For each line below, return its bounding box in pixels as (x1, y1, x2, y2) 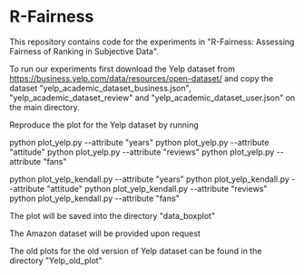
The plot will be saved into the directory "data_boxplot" (9, 210, 216, 221)
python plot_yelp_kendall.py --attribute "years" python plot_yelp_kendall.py (9, 174, 290, 185)
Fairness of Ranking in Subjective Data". (9, 45, 159, 56)
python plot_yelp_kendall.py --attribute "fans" (9, 193, 180, 204)
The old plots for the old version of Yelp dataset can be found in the (9, 245, 262, 256)
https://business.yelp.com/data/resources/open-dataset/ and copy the (9, 72, 274, 83)
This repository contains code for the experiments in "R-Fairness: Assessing (9, 36, 295, 47)
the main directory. (9, 101, 80, 112)
